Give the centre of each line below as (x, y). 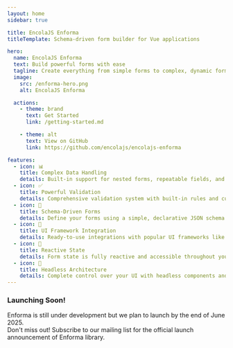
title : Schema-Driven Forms (60, 211)
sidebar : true (28, 20)
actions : (26, 103)
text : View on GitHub (57, 141)
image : (23, 77)
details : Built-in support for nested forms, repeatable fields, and (122, 180)
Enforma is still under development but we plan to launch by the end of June (116, 315)
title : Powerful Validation (60, 192)
